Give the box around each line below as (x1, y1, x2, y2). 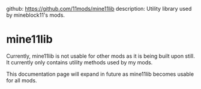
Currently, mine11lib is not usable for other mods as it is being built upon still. (6, 52, 195, 60)
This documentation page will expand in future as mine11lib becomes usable (6, 70, 194, 78)
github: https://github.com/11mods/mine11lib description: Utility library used (6, 5, 192, 12)
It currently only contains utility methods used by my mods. (6, 58, 153, 66)
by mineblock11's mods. (6, 11, 65, 19)
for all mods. (6, 76, 37, 84)
